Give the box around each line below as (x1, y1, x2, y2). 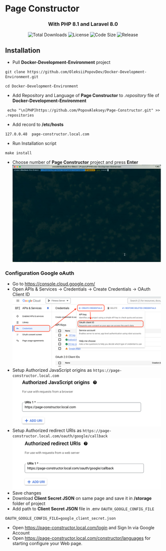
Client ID (12, 291, 30, 297)
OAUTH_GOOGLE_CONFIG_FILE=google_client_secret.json (5, 516, 116, 521)
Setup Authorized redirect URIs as (12, 428, 82, 433)
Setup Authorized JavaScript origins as (12, 367, 92, 373)
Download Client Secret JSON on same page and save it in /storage (12, 495, 152, 501)
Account (12, 530, 30, 536)
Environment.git (5, 75, 39, 80)
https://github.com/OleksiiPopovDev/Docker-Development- (27, 70, 147, 75)
